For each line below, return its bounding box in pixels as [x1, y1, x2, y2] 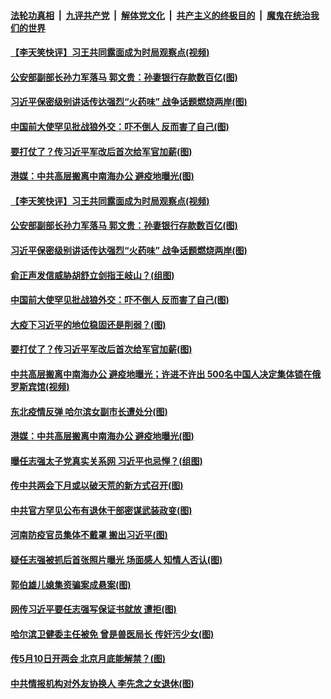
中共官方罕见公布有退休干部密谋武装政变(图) [10, 504, 193, 516]
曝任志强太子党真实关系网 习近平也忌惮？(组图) [10, 455, 203, 467]
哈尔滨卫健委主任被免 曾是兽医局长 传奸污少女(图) [10, 628, 215, 640]
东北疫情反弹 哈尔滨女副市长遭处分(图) [10, 405, 168, 417]
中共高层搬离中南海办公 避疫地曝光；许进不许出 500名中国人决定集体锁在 [10, 368, 313, 380]
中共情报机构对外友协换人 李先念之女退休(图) [10, 678, 195, 690]
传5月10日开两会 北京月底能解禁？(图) [10, 653, 167, 665]
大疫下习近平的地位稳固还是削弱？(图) [10, 318, 167, 330]
